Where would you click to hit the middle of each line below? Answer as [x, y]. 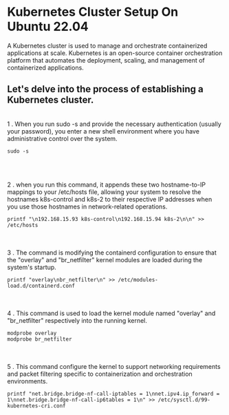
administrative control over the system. [63, 138]
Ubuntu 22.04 [48, 26]
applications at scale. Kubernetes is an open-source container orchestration [115, 53]
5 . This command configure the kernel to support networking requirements [114, 366]
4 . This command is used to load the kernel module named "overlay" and [111, 313]
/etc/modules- [138, 279]
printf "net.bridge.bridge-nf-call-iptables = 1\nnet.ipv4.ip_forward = [113, 394]
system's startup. [32, 267]
